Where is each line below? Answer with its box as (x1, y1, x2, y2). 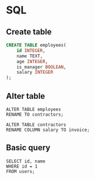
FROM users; (6, 168, 35, 174)
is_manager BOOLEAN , (16, 64, 66, 70)
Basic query (6, 143, 51, 153)
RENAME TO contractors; (6, 112, 64, 117)
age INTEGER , (16, 58, 48, 64)
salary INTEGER (16, 70, 54, 75)
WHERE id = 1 (6, 163, 38, 169)
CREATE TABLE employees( (6, 42, 66, 48)
